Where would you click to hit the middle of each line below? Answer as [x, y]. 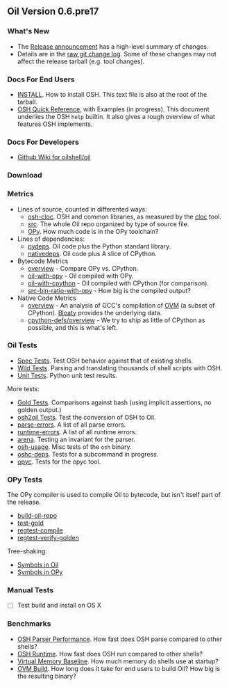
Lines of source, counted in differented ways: [82, 209]
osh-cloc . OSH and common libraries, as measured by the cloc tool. [125, 216]
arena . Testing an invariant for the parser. [76, 439]
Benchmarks [29, 624]
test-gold [30, 523]
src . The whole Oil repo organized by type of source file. [108, 224]
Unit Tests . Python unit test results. [67, 375]
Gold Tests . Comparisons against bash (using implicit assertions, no [114, 402]
